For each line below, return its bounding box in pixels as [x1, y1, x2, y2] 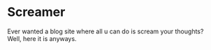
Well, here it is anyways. [7, 34, 77, 42]
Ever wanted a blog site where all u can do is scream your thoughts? [7, 27, 204, 35]
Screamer [7, 4, 66, 20]
